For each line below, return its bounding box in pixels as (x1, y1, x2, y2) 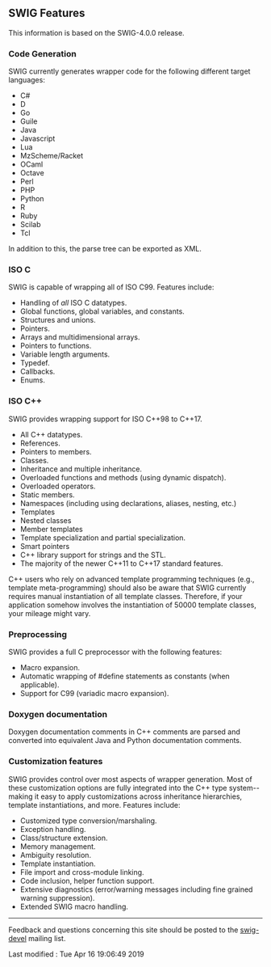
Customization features (8, 756, 103, 767)
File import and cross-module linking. (19, 867, 144, 876)
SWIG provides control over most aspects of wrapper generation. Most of (8, 774, 252, 783)
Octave (19, 168, 44, 178)
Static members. (19, 489, 75, 500)
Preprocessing (8, 628, 67, 640)
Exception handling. (19, 824, 86, 834)
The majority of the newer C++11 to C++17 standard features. (19, 558, 223, 568)
